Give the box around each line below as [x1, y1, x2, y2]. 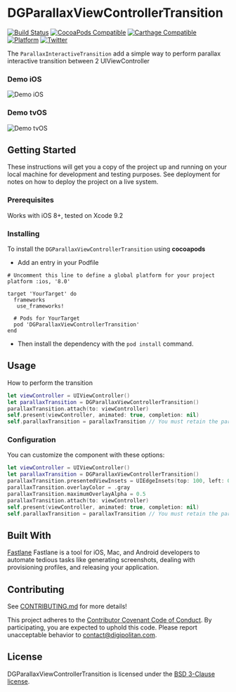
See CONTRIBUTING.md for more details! [7, 602, 128, 611]
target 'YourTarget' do [7, 290, 77, 297]
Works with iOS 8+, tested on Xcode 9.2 [7, 211, 124, 219]
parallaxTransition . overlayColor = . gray [7, 484, 131, 491]
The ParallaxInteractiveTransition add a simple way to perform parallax [7, 49, 221, 58]
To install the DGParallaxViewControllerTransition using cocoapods [7, 244, 206, 253]
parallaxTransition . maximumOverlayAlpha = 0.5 [7, 490, 146, 497]
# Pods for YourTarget [13, 315, 80, 322]
